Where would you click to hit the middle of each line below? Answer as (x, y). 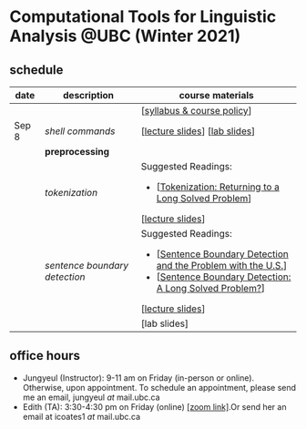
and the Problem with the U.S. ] (222, 266)
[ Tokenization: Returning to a (218, 187)
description (88, 95)
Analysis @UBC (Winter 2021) (125, 36)
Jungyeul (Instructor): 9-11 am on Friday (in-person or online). (138, 378)
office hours (45, 356)
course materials (217, 95)
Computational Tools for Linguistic (143, 17)
